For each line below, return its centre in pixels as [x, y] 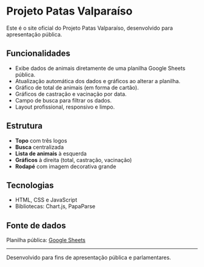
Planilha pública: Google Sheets [46, 240]
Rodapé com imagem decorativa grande [66, 166]
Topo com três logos [41, 140]
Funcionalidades [39, 54]
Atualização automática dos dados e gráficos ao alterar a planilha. [98, 81]
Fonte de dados [36, 225]
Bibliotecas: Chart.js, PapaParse [55, 206]
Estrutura [25, 126]
